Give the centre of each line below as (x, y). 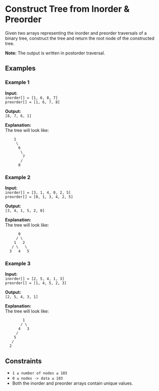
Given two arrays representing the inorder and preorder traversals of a (76, 33)
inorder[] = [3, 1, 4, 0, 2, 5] (38, 192)
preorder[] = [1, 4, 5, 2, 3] (36, 283)
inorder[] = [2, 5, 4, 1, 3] (35, 279)
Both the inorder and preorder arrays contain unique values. (72, 383)
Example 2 (18, 177)
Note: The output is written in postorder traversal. (55, 53)
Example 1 (17, 82)
